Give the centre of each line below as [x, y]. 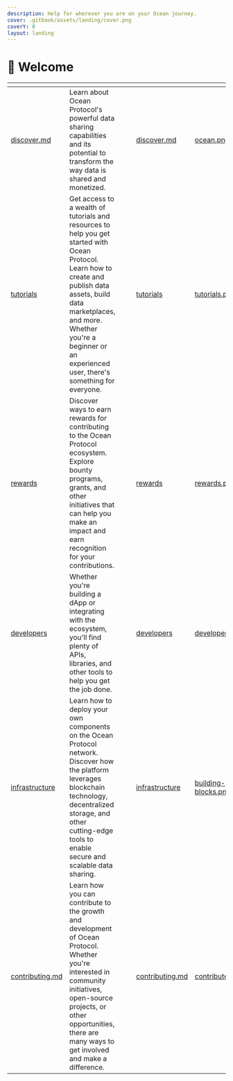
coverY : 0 [21, 26]
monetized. [87, 188]
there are [84, 1032]
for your [82, 557]
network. [84, 753]
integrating [87, 612]
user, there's [90, 372]
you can [82, 894]
